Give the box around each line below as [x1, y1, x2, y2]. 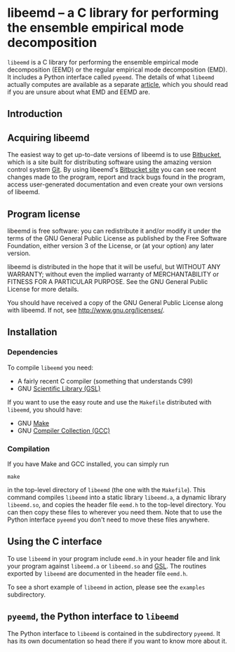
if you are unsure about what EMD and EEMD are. [7, 88, 151, 96]
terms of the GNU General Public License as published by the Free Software [7, 233, 227, 243]
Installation [7, 326, 58, 338]
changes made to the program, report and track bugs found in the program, [7, 173, 226, 182]
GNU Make [17, 419, 50, 427]
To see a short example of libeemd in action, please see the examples [7, 583, 206, 591]
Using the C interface [7, 536, 102, 548]
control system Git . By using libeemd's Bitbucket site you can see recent [7, 165, 217, 174]
